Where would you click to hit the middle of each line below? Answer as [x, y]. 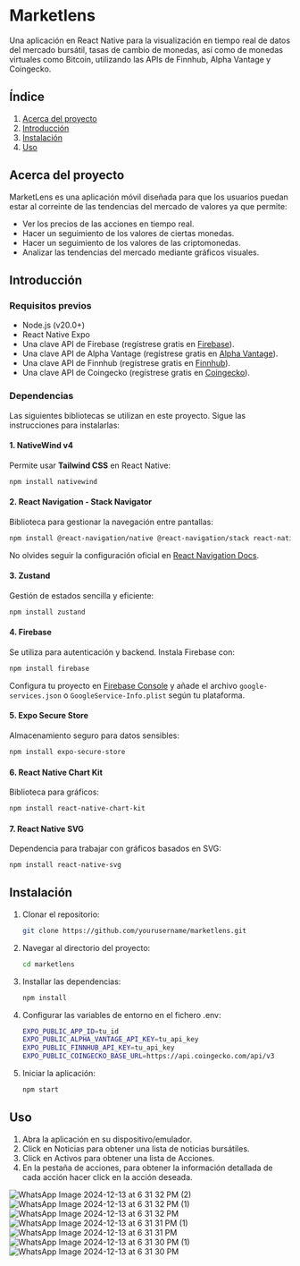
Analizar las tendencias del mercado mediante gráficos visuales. [141, 252]
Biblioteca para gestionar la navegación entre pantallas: [112, 522]
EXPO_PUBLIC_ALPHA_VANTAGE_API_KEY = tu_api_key [110, 1040]
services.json [36, 696]
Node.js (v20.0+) [54, 325]
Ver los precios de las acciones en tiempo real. [108, 224]
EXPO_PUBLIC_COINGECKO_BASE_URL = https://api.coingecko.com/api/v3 [148, 1057]
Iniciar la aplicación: [59, 1074]
